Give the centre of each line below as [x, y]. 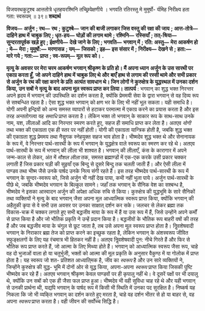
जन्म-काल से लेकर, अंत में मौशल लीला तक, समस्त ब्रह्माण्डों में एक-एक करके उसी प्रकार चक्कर [96, 157]
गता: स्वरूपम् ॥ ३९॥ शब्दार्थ [34, 16]
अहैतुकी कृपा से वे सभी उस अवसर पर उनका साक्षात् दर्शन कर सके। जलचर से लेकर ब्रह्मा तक [95, 205]
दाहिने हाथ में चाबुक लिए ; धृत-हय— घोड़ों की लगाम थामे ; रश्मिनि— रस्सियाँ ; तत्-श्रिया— [92, 35]
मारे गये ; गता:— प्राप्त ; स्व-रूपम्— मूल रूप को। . [55, 56]
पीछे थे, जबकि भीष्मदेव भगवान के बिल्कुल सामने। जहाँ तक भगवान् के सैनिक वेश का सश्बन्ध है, [95, 185]
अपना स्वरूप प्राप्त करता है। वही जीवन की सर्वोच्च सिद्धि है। [63, 301]
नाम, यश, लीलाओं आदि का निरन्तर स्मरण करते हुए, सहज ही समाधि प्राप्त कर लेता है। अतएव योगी [99, 123]
